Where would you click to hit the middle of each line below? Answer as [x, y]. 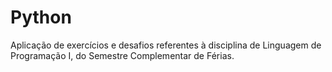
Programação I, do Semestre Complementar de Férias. [122, 55]
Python [41, 17]
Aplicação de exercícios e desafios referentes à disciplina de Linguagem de [166, 45]
